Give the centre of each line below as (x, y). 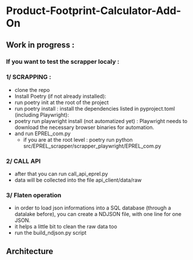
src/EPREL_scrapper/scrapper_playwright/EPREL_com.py (92, 146)
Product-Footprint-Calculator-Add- (94, 11)
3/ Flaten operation (34, 196)
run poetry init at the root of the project (62, 102)
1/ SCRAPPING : (29, 77)
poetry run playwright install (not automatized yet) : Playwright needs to (101, 121)
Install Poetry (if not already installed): (60, 96)
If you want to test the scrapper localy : (63, 61)
